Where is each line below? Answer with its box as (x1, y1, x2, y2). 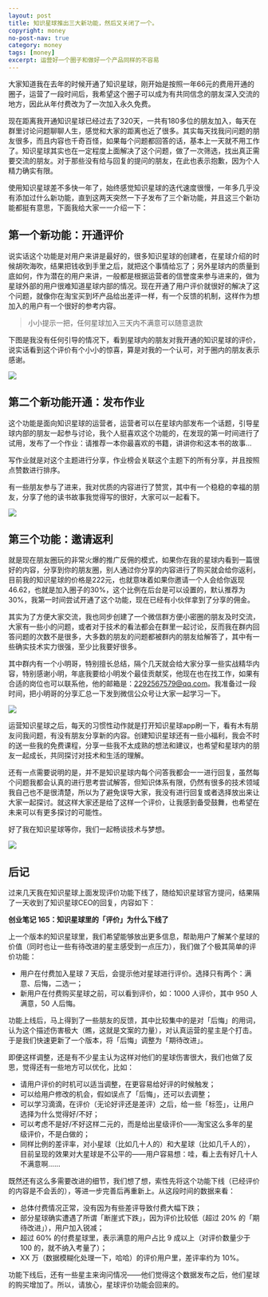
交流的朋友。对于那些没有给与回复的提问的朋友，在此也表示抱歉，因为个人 (14, 156, 260, 165)
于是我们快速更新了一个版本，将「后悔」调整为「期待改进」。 (8, 1035, 207, 1046)
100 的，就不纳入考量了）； (19, 1243, 108, 1253)
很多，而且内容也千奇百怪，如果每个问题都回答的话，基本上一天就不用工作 (14, 136, 260, 145)
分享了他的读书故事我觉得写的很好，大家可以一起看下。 (22, 492, 204, 501)
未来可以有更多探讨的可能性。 (8, 808, 106, 817)
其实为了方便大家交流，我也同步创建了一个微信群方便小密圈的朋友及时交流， (8, 612, 260, 622)
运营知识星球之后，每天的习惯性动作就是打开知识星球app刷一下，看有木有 (8, 721, 252, 730)
